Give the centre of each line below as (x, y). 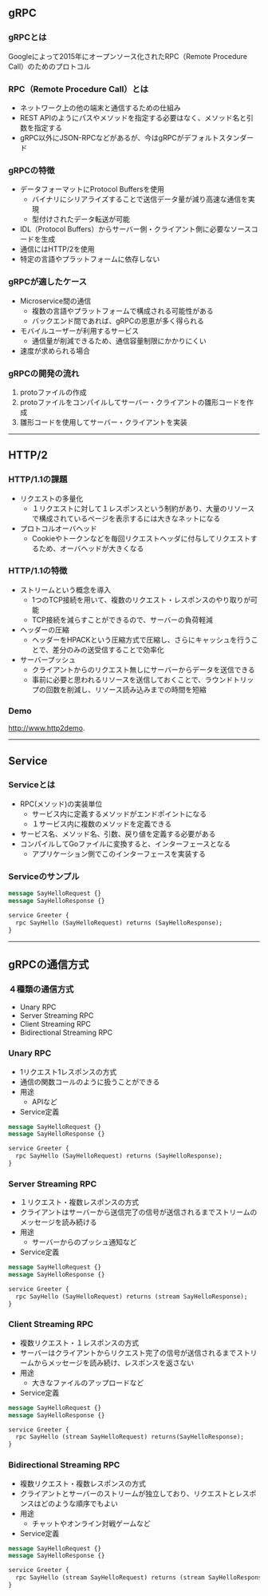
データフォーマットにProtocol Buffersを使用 (92, 189)
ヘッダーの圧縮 (44, 629)
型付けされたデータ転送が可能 (81, 220)
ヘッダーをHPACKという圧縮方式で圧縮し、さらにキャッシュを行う (141, 640)
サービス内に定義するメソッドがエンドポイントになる (119, 814)
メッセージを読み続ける (58, 1222)
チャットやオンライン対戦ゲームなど (91, 1523)
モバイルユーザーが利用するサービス (79, 331)
